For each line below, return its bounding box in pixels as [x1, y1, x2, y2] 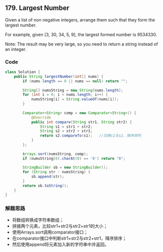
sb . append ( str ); [31, 174, 64, 179]
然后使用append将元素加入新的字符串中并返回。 [12, 241, 109, 247]
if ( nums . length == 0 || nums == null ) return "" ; [22, 78, 128, 84]
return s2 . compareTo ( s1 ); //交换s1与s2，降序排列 [40, 133, 142, 138]
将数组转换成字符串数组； [12, 217, 64, 223]
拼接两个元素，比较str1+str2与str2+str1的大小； [12, 223, 108, 229]
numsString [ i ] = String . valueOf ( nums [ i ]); [31, 97, 119, 102]
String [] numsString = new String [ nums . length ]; [22, 88, 123, 92]
